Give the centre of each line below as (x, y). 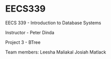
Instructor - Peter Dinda (30, 32)
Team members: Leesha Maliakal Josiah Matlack (56, 52)
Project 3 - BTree (23, 42)
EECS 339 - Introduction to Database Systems (53, 23)
